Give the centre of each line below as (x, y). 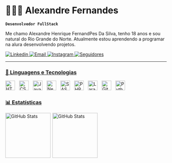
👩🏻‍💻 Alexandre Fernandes (62, 10)
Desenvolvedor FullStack (32, 24)
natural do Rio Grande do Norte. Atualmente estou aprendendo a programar (85, 39)
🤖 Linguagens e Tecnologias (41, 72)
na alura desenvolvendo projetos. (40, 44)
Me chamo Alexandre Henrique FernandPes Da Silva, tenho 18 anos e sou (83, 33)
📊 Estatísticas (24, 103)
